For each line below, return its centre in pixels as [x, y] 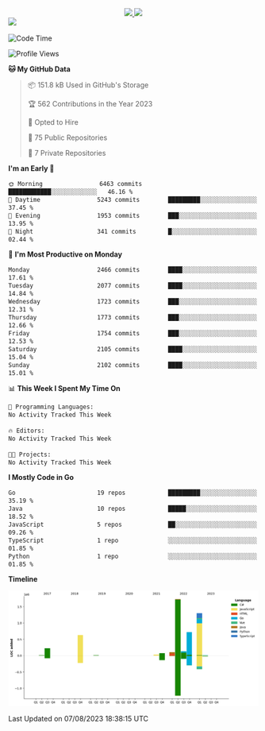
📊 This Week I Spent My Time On [64, 388]
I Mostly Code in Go [41, 477]
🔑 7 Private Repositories [67, 153]
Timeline [23, 579]
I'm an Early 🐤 [31, 168]
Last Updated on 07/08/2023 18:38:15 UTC [79, 718]
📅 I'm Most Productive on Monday [65, 254]
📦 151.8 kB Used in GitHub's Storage [88, 85]
